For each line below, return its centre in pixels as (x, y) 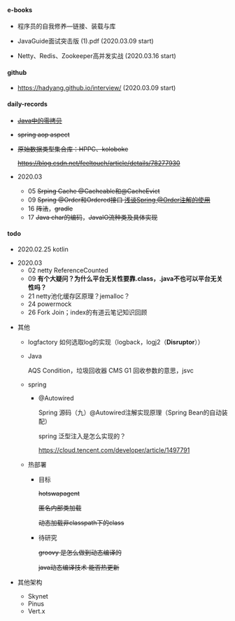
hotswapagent (59, 493)
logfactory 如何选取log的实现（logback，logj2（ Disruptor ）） (116, 342)
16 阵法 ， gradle (50, 208)
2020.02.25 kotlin (43, 249)
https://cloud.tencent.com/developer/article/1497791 (114, 450)
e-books (20, 10)
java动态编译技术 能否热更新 (79, 567)
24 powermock (50, 304)
